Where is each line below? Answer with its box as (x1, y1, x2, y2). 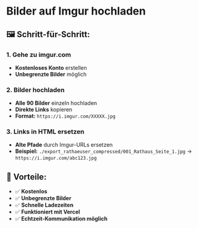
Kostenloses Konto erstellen (15, 64, 87, 71)
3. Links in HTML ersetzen (6, 127, 85, 136)
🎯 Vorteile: (6, 172, 47, 182)
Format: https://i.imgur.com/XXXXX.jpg (15, 112, 116, 119)
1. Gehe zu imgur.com (6, 50, 71, 59)
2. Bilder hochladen (6, 85, 65, 94)
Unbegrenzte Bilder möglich (15, 70, 87, 78)
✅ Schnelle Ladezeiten (15, 201, 74, 209)
